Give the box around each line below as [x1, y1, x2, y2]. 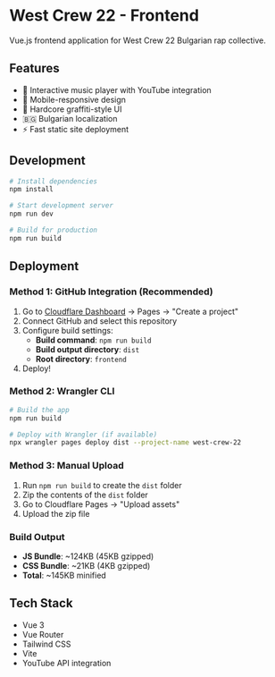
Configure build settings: [21, 325, 113, 335]
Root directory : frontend [35, 353, 127, 364]
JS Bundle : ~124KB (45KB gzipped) [21, 551, 154, 562]
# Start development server [9, 201, 114, 210]
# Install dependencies [9, 176, 98, 186]
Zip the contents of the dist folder [21, 489, 149, 500]
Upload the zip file [21, 508, 90, 519]
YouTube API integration [21, 657, 112, 668]
